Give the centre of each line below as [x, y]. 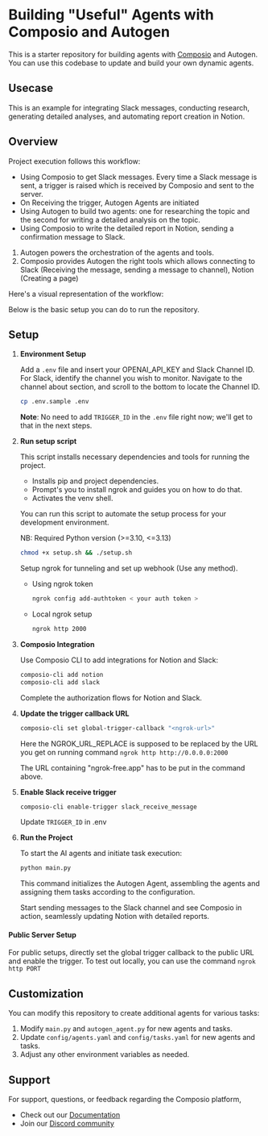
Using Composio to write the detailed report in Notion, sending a [127, 228]
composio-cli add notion [62, 674]
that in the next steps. [56, 426]
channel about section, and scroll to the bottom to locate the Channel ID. [140, 387]
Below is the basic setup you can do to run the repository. [104, 309]
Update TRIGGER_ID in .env [63, 822]
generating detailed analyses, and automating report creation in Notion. [127, 116]
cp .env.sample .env [54, 402]
